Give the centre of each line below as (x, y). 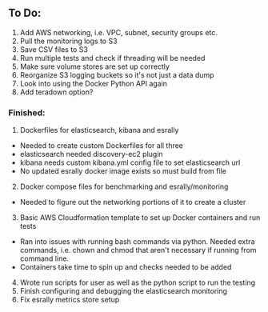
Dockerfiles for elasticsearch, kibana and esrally (99, 130)
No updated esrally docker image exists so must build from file (123, 171)
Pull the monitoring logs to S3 (68, 41)
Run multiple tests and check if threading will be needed (112, 58)
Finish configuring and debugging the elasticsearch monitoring (124, 291)
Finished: (27, 113)
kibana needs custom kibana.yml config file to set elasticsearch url (130, 162)
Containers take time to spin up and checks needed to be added (126, 267)
